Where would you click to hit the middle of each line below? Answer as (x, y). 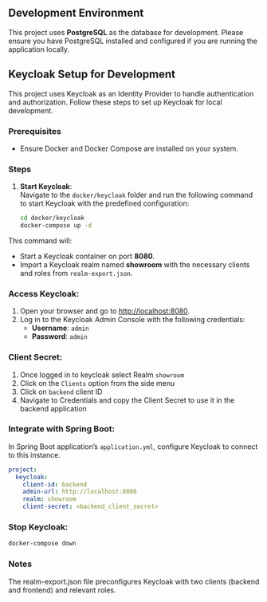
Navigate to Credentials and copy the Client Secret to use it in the (127, 400)
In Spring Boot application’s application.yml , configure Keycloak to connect (133, 447)
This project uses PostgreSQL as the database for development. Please (126, 32)
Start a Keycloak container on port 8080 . (87, 256)
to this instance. (35, 454)
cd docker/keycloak (52, 218)
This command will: (40, 240)
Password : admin (59, 336)
